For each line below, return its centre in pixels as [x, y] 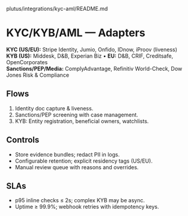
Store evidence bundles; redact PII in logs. [67, 154]
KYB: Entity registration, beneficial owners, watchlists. [82, 121]
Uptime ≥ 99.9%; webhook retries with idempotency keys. [87, 207]
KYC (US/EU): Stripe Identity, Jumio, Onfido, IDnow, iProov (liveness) [92, 49]
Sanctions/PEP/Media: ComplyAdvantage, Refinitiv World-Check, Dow [94, 68]
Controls [23, 140]
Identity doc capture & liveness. [54, 108]
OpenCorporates [27, 62]
